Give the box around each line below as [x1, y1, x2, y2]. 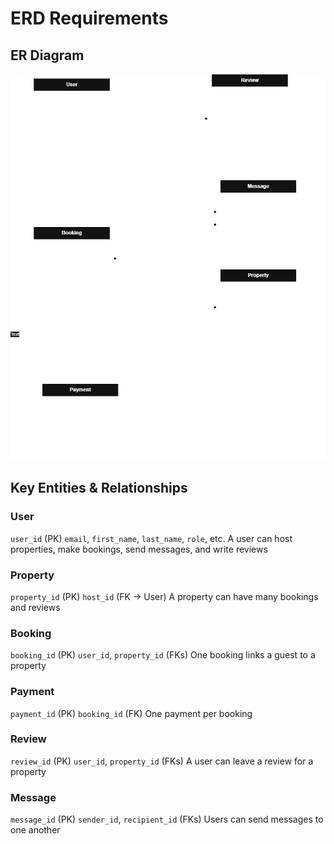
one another [10, 824, 61, 836]
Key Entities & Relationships [10, 480, 188, 497]
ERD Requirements [10, 7, 169, 30]
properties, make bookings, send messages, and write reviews [10, 543, 268, 555]
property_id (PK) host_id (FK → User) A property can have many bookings [10, 590, 319, 602]
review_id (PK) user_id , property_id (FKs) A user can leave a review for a [10, 755, 314, 767]
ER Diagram [10, 47, 85, 64]
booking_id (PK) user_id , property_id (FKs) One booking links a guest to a [10, 649, 316, 661]
